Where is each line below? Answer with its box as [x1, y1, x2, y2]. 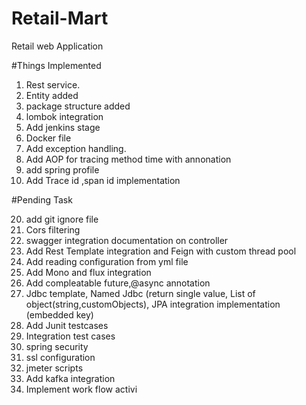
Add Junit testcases [25, 319, 109, 331]
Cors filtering [25, 223, 81, 236]
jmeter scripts [25, 362, 84, 374]
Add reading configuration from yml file [25, 255, 189, 267]
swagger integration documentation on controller [25, 234, 229, 246]
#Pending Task [11, 193, 73, 206]
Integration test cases [25, 330, 116, 342]
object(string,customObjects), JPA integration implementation [25, 298, 281, 310]
